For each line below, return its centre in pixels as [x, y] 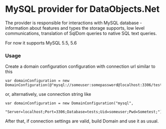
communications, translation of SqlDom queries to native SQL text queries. [81, 33]
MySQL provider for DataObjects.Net [82, 9]
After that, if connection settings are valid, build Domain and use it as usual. [82, 121]
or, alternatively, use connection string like [48, 94]
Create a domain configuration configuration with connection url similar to [80, 66]
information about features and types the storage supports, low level [75, 28]
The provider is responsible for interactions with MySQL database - [74, 23]
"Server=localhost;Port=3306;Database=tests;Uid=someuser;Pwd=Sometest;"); [85, 112]
